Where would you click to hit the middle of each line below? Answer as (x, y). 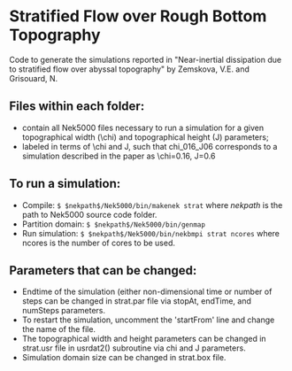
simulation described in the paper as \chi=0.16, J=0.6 (119, 156)
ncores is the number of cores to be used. (98, 243)
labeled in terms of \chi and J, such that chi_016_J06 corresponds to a (150, 146)
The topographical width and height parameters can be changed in (144, 339)
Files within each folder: (77, 107)
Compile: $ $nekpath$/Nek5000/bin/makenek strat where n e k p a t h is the (152, 205)
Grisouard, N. (34, 78)
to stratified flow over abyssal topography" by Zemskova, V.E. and (130, 69)
